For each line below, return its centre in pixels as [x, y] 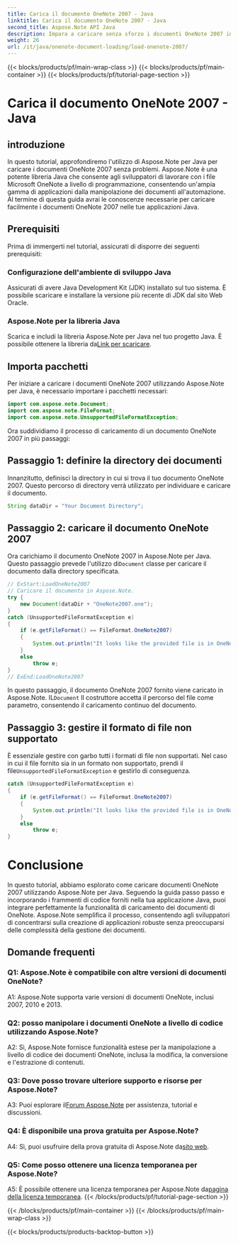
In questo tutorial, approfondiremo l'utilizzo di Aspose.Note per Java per [113, 161]
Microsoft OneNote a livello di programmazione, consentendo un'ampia [112, 184]
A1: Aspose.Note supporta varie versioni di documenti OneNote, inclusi [110, 997]
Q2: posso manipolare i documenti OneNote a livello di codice [115, 1023]
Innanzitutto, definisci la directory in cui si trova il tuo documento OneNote [116, 478]
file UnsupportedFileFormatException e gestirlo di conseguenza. [99, 771]
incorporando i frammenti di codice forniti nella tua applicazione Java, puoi [117, 900]
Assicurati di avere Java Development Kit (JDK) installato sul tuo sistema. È [117, 288]
